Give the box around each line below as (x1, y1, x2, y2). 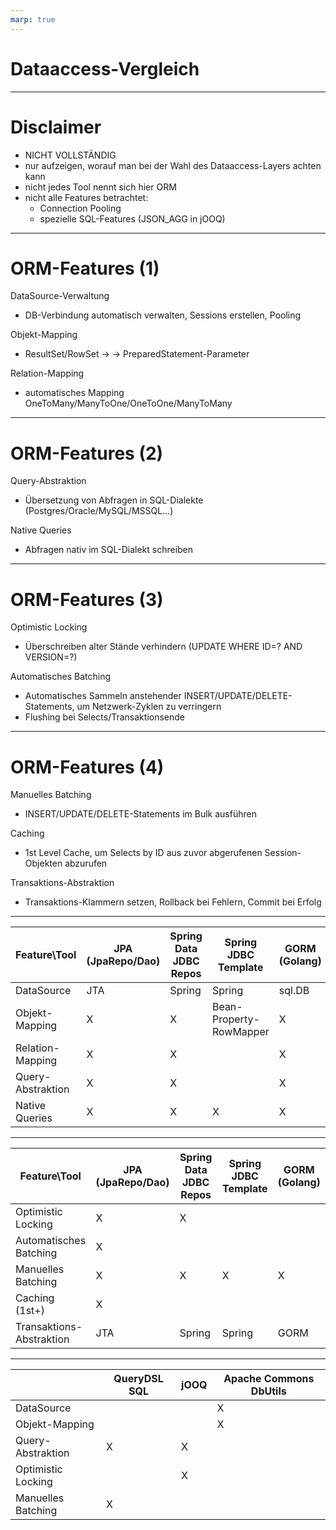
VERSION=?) (24, 651, 78, 663)
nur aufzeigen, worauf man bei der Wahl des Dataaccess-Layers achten (24, 159, 322, 171)
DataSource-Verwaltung (10, 290, 110, 302)
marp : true (10, 14, 56, 25)
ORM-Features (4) (10, 756, 165, 778)
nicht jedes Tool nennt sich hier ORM (24, 181, 177, 193)
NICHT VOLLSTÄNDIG (24, 149, 117, 161)
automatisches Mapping (24, 387, 125, 399)
